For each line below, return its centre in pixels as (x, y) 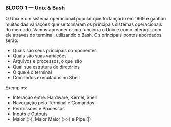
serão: (12, 40)
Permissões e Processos (39, 109)
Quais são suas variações (40, 56)
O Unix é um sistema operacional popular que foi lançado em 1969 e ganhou (86, 19)
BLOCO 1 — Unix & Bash (35, 8)
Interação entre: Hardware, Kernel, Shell (55, 98)
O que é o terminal (32, 72)
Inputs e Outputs (30, 114)
